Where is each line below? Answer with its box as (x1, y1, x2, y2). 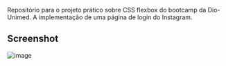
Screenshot (7, 33, 59, 45)
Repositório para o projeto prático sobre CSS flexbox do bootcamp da (7, 6, 207, 14)
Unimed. (7, 13, 32, 21)
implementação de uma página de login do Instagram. (38, 13, 193, 21)
